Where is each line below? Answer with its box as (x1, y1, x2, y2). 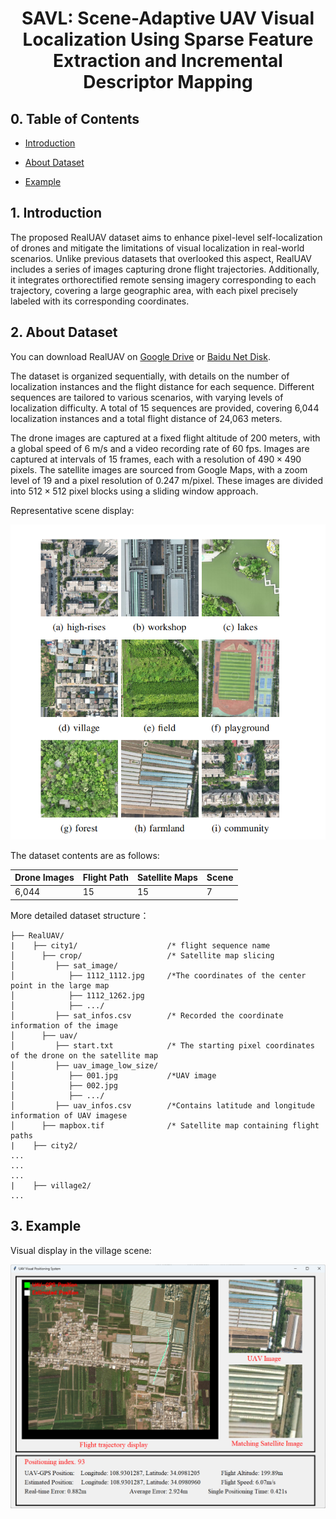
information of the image (10, 1020, 118, 1031)
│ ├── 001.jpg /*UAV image (10, 1070, 217, 1081)
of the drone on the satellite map (10, 1050, 159, 1061)
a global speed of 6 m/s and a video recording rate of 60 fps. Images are (10, 442, 310, 454)
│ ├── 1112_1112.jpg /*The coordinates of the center (10, 970, 307, 981)
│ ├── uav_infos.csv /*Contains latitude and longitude (10, 1100, 315, 1111)
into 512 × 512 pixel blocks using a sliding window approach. (10, 485, 259, 497)
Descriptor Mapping (83, 71, 253, 94)
